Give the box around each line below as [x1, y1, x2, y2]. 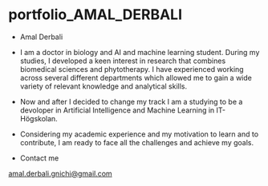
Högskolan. [19, 113, 58, 123]
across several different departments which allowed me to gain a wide [19, 73, 253, 82]
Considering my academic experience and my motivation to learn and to [19, 129, 259, 139]
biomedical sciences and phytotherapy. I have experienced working [19, 64, 244, 73]
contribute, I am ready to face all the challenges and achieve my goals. [19, 137, 254, 147]
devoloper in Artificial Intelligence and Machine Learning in [19, 105, 215, 115]
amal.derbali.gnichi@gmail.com [8, 168, 112, 178]
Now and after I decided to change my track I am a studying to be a [19, 97, 243, 106]
